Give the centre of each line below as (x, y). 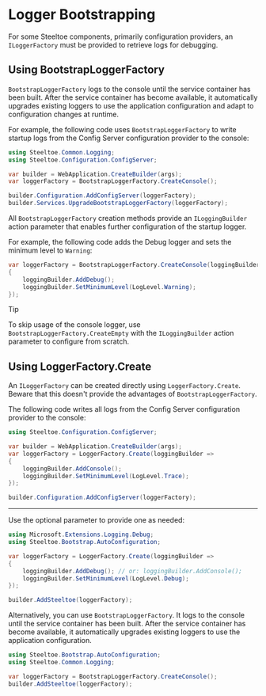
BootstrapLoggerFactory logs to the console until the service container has (129, 89)
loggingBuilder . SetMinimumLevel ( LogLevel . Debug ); (106, 578)
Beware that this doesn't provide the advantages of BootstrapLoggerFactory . (133, 394)
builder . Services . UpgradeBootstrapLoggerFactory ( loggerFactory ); (118, 203)
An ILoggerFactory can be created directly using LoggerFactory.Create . (125, 386)
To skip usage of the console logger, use (74, 325)
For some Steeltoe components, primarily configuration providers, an (121, 36)
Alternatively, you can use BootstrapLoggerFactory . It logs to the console (127, 615)
